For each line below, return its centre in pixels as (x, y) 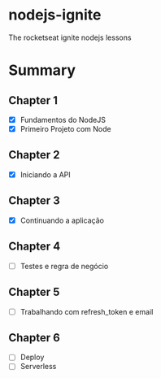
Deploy (32, 357)
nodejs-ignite (55, 15)
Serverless (38, 367)
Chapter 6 (35, 338)
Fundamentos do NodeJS (63, 119)
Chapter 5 (34, 292)
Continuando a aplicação (62, 220)
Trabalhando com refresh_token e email (87, 311)
